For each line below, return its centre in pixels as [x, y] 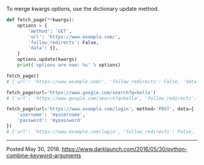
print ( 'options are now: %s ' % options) [69, 65]
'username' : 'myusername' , [51, 115]
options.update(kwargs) [47, 59]
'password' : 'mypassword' [50, 121]
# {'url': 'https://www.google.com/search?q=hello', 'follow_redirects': [102, 98]
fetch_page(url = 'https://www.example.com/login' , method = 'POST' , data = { [100, 109]
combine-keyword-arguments [44, 155]
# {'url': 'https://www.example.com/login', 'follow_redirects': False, [100, 132]
